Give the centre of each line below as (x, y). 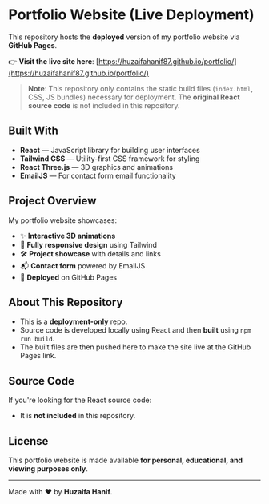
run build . (37, 339)
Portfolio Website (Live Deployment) (131, 15)
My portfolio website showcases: (63, 220)
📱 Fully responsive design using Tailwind (88, 244)
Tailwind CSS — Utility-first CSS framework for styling (110, 159)
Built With (33, 131)
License (28, 441)
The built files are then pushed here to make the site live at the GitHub (135, 347)
